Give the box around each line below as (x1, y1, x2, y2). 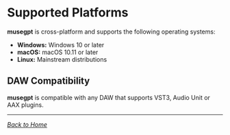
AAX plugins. (7, 101, 44, 109)
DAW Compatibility (7, 75, 90, 87)
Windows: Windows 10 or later (16, 40, 105, 49)
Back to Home (7, 120, 48, 128)
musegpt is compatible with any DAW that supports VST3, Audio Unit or (7, 93, 211, 101)
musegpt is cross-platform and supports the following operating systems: (7, 27, 216, 36)
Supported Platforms (7, 5, 129, 21)
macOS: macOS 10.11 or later (16, 48, 99, 56)
